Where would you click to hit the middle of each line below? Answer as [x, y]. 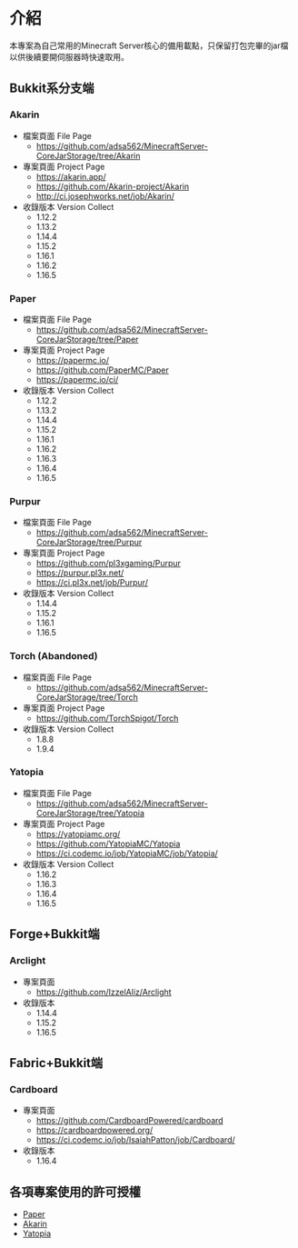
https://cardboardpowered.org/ [94, 1130]
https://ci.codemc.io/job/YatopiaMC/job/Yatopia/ [127, 853]
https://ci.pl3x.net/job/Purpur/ [92, 583]
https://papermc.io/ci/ [77, 379]
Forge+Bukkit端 [55, 934]
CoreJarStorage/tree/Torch [87, 697]
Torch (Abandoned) [54, 656]
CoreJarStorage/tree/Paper [87, 339]
